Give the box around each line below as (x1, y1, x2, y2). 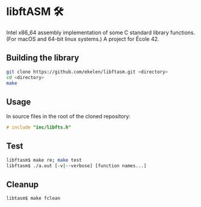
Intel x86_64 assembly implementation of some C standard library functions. (6, 28, 196, 36)
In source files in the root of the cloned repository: (6, 113, 131, 120)
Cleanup (6, 179, 39, 190)
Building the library (6, 53, 79, 63)
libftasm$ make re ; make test (6, 157, 82, 163)
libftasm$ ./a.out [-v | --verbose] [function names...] (6, 162, 147, 169)
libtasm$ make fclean (6, 196, 61, 202)
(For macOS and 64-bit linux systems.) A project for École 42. (6, 35, 159, 42)
